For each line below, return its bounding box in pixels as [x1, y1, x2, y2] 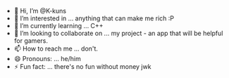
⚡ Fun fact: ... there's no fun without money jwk [13, 63, 151, 70]
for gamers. [13, 37, 48, 45]
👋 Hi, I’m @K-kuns [13, 7, 67, 15]
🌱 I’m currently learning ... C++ [13, 22, 104, 30]
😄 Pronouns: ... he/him [13, 55, 81, 63]
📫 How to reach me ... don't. [13, 44, 99, 53]
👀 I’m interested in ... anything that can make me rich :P [13, 14, 175, 22]
